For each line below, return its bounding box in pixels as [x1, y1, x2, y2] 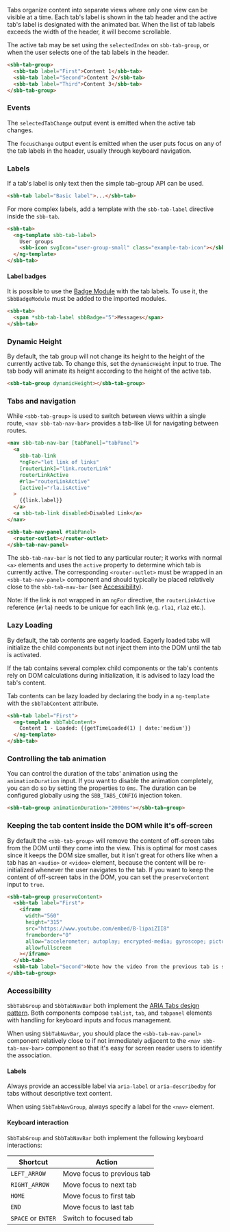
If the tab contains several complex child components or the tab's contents [7, 664, 218, 672]
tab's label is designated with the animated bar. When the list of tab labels [7, 21, 216, 28]
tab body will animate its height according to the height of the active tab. [7, 367, 212, 375]
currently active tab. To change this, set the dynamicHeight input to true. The [7, 360, 222, 368]
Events [7, 103, 31, 112]
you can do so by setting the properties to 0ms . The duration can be [7, 784, 196, 792]
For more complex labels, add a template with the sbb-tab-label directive [7, 205, 214, 213]
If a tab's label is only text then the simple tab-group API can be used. [7, 179, 204, 187]
